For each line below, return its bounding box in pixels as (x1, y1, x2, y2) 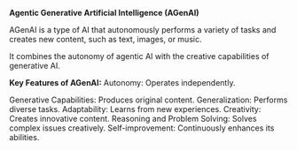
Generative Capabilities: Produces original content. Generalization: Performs (9, 94, 288, 105)
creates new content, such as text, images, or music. (9, 34, 202, 44)
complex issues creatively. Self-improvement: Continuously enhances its (9, 123, 275, 133)
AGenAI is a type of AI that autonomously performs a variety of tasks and (9, 25, 277, 34)
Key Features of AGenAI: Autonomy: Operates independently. (9, 78, 236, 87)
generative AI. (9, 61, 60, 71)
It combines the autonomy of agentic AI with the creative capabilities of (9, 51, 270, 61)
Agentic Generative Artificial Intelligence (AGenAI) (9, 8, 199, 18)
